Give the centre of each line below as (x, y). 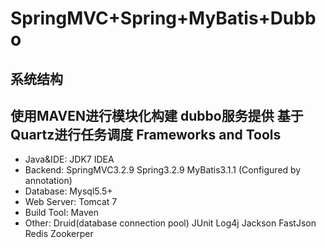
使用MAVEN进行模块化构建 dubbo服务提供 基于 (157, 115)
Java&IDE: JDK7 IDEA (69, 159)
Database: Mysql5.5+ (68, 191)
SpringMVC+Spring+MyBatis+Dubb (163, 18)
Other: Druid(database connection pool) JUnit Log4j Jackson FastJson (170, 223)
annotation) (48, 181)
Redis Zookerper (59, 234)
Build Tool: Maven (61, 213)
